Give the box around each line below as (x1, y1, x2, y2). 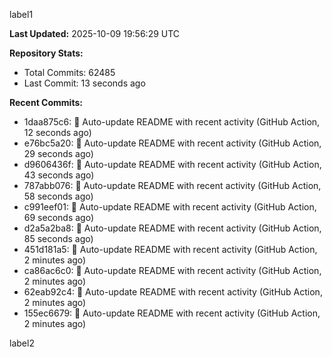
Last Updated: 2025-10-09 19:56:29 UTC (9, 28, 181, 39)
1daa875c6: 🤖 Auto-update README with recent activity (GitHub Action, (23, 116, 321, 128)
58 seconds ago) (23, 190, 94, 202)
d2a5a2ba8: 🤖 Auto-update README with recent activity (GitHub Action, (23, 222, 322, 234)
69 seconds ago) (23, 212, 95, 223)
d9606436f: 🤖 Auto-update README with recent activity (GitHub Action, (23, 159, 322, 170)
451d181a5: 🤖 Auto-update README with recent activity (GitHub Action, (23, 244, 318, 255)
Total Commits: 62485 (23, 67, 116, 78)
